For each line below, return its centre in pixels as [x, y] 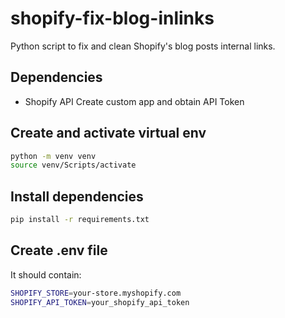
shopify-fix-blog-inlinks [112, 18]
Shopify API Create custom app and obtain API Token [134, 101]
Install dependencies [77, 196]
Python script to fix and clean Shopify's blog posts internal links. [143, 46]
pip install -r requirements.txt [80, 220]
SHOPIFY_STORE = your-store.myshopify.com [96, 293]
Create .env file [59, 250]
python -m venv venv [53, 156]
